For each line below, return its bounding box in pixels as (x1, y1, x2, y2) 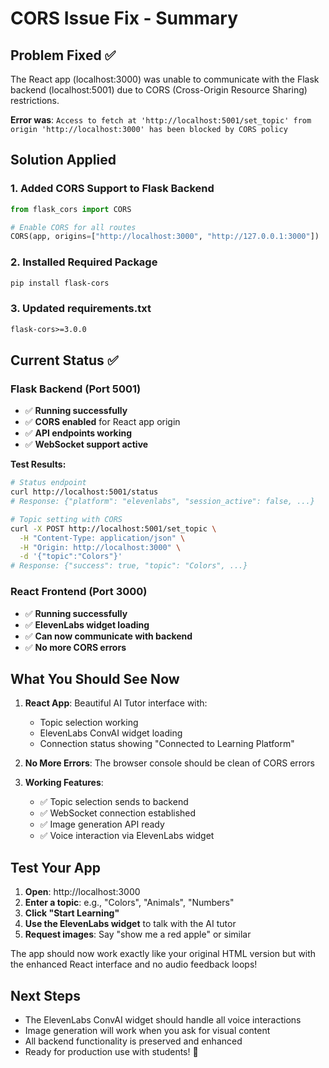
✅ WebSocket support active (24, 438, 149, 451)
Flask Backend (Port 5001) (10, 382, 142, 396)
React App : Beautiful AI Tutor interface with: (24, 697, 208, 709)
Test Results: (10, 458, 67, 471)
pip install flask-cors (10, 278, 110, 288)
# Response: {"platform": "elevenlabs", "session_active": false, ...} (10, 497, 315, 507)
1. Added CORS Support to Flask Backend (10, 182, 215, 196)
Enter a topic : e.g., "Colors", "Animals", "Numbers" (24, 897, 235, 909)
